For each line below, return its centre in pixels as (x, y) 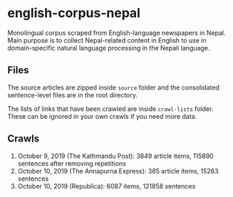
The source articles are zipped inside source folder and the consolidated (113, 87)
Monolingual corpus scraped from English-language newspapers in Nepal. (116, 33)
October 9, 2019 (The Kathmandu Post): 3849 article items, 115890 (115, 156)
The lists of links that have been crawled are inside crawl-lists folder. (110, 109)
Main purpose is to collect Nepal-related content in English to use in (107, 40)
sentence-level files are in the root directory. (72, 95)
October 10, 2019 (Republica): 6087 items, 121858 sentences (107, 186)
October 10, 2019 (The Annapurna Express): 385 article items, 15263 (118, 171)
